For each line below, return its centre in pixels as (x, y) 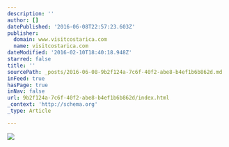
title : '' (22, 65)
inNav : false (26, 91)
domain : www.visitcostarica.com (61, 40)
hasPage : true (28, 85)
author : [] (23, 20)
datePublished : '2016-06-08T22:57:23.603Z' (71, 26)
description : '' (31, 14)
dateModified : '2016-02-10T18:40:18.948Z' (70, 53)
